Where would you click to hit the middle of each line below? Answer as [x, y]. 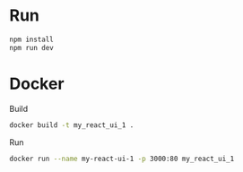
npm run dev [31, 47]
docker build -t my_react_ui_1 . [72, 125]
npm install [31, 39]
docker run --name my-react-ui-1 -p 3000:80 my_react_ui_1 [122, 159]
